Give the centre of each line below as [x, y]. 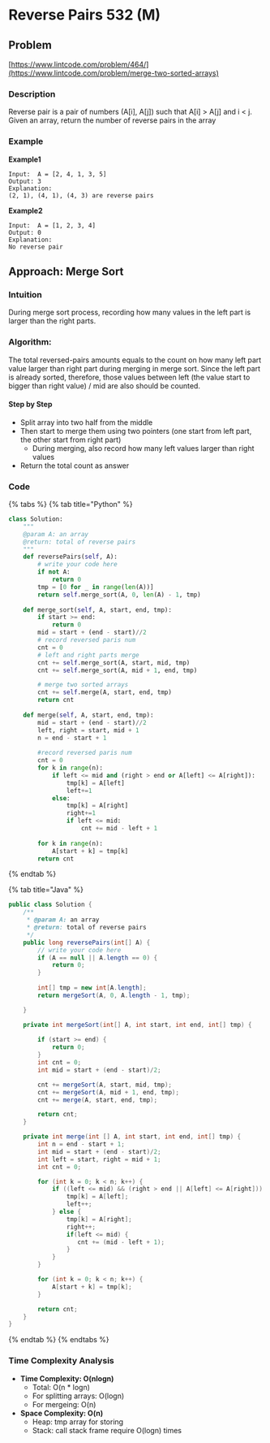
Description [32, 93]
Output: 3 [25, 181]
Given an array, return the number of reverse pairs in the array [112, 120]
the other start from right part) [71, 440]
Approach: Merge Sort [66, 271]
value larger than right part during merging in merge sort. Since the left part [135, 368]
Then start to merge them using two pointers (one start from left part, [136, 431]
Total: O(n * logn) [61, 1387]
